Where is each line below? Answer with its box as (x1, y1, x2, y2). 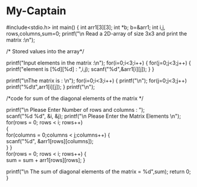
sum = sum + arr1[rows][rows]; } (6, 156, 86, 163)
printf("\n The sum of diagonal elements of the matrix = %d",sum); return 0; (6, 167, 191, 175)
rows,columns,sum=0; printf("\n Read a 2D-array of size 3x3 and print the (6, 30, 188, 37)
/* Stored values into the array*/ (6, 47, 84, 54)
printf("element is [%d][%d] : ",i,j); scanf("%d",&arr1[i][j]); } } (6, 65, 154, 72)
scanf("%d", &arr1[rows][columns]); (6, 137, 94, 144)
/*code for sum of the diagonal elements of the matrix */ (6, 95, 144, 102)
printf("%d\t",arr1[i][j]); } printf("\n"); (6, 83, 95, 90)
